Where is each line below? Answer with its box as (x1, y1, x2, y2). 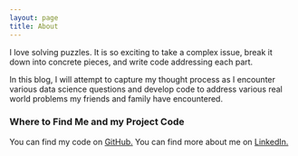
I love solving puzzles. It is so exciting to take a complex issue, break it (9, 46, 274, 57)
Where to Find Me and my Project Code (9, 115, 185, 128)
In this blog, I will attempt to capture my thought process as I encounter (9, 73, 276, 84)
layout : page (9, 13, 59, 23)
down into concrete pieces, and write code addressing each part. (9, 56, 254, 67)
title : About (9, 22, 59, 31)
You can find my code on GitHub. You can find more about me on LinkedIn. (9, 136, 289, 147)
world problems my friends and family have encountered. (9, 93, 224, 104)
